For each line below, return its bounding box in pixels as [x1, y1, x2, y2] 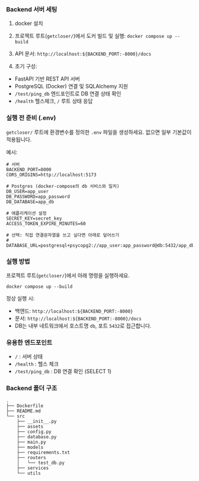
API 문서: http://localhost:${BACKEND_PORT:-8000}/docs [14, 50, 152, 57]
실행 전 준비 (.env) [6, 114, 56, 122]
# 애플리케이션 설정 [6, 210, 47, 216]
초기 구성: [14, 63, 37, 70]
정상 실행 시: [6, 294, 35, 302]
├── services [17, 465, 49, 472]
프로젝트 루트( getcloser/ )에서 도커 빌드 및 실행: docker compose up [14, 33, 173, 40]
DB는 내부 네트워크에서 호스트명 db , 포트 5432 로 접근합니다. [14, 322, 152, 329]
